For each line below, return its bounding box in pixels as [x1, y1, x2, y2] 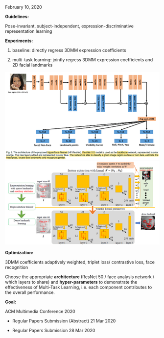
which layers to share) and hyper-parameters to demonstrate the [5, 279, 138, 285]
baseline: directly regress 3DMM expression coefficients [12, 48, 126, 53]
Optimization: [5, 250, 34, 256]
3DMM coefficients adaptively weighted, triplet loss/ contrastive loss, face [5, 259, 155, 265]
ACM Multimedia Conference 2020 [5, 309, 75, 314]
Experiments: [5, 38, 33, 44]
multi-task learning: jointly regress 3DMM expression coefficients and [12, 57, 153, 63]
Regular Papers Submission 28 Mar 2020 [12, 328, 95, 334]
